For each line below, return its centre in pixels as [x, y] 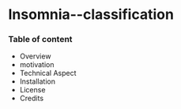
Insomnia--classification [91, 15]
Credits [32, 98]
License [32, 90]
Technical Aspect [48, 73]
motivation [37, 65]
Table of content [40, 39]
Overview [35, 56]
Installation [38, 81]
